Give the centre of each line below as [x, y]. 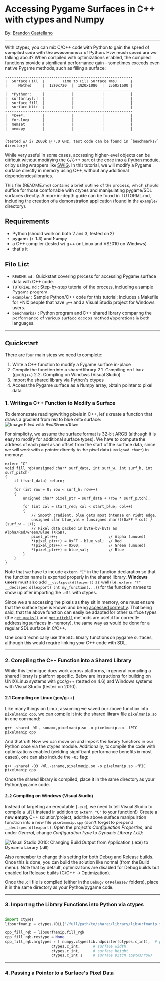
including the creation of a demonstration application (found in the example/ [82, 201]
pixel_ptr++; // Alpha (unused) [89, 537]
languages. [24, 323]
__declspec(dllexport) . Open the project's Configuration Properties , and [79, 827]
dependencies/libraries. [29, 176]
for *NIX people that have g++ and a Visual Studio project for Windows [83, 302]
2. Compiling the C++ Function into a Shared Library [68, 660]
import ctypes [20, 919]
